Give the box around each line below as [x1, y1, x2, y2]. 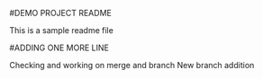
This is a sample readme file [9, 25, 114, 35]
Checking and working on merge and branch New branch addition [9, 60, 255, 70]
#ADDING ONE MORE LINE [9, 42, 110, 53]
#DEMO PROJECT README [9, 8, 113, 18]
